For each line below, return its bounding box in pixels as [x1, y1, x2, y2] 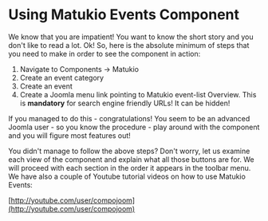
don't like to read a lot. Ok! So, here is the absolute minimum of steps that [8, 40, 250, 49]
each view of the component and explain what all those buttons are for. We [8, 154, 254, 164]
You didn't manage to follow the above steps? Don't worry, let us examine [8, 146, 250, 156]
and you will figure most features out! [8, 130, 132, 140]
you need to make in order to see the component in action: [8, 49, 201, 58]
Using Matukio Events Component [8, 6, 239, 24]
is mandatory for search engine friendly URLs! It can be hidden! [19, 98, 231, 108]
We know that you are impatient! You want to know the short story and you [8, 32, 254, 41]
